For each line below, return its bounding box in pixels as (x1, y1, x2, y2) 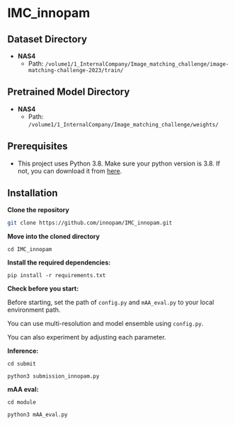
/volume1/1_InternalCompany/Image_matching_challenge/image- (45, 61, 229, 68)
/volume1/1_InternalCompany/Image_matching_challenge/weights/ (28, 121, 219, 128)
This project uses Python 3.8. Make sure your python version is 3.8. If (17, 159, 221, 168)
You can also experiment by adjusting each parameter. (7, 333, 166, 342)
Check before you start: (7, 284, 79, 293)
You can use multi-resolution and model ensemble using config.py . (7, 320, 204, 328)
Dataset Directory (7, 33, 87, 45)
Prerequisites (7, 140, 68, 153)
